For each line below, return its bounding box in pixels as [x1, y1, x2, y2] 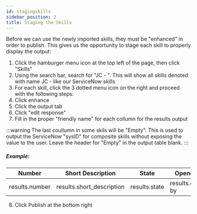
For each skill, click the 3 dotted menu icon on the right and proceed [14, 84, 180, 91]
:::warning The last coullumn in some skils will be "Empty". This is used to [6, 127, 184, 134]
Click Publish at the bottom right [14, 202, 93, 209]
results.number [9, 183, 51, 191]
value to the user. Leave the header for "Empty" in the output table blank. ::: [6, 139, 189, 147]
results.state [130, 183, 165, 191]
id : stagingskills [6, 8, 51, 15]
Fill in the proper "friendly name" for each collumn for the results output [14, 116, 188, 123]
